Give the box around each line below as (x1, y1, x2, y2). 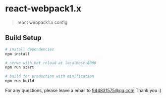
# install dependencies (5, 47, 55, 52)
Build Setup (5, 34, 42, 42)
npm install (5, 51, 30, 56)
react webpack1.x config (17, 19, 68, 25)
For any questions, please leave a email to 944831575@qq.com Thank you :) (5, 88, 162, 93)
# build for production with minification (5, 74, 94, 79)
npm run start (5, 65, 35, 70)
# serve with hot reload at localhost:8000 (5, 60, 97, 65)
